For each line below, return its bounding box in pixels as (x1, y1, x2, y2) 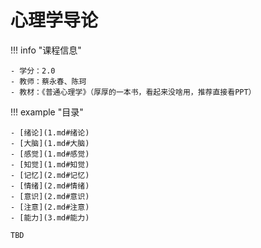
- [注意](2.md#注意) (10, 202, 90, 212)
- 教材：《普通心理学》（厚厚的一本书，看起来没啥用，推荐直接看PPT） (10, 87, 257, 97)
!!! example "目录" (10, 106, 84, 118)
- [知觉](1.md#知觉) (10, 159, 90, 170)
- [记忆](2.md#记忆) (10, 170, 90, 180)
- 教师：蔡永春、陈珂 (10, 76, 87, 86)
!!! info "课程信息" (10, 44, 82, 56)
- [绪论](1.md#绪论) (10, 127, 90, 138)
